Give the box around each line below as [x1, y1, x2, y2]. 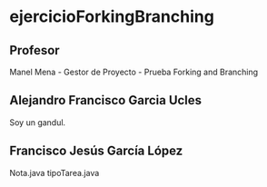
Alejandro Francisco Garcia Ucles [9, 93, 203, 108]
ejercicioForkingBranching [9, 6, 215, 27]
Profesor [9, 43, 61, 58]
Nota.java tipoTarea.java [9, 167, 100, 178]
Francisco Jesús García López [9, 143, 183, 159]
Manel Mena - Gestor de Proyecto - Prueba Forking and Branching [9, 66, 259, 77]
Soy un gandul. [9, 116, 66, 128]
